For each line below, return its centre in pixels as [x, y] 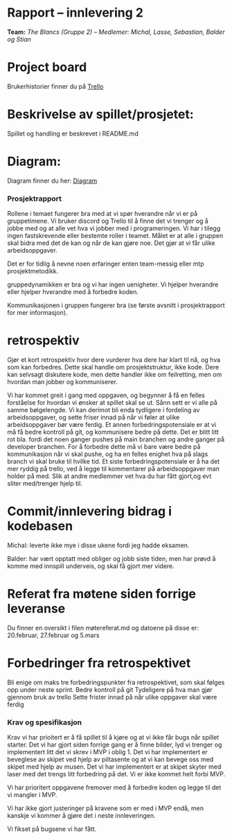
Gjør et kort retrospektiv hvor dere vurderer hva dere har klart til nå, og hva [114, 359]
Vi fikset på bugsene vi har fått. [52, 829]
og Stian [19, 39]
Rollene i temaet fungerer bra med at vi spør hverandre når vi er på [102, 214]
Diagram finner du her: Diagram [52, 181]
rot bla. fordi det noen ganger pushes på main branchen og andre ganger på [116, 439]
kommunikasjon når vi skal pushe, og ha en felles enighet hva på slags [108, 454]
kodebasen [40, 526]
